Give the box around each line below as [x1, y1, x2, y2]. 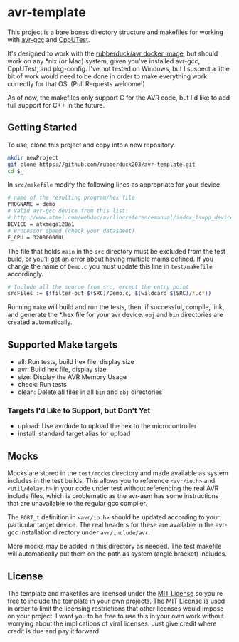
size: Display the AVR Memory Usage [17, 373, 127, 381]
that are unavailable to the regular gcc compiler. [7, 499, 148, 508]
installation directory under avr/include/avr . [20, 528, 151, 537]
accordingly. [7, 269, 44, 278]
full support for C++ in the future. [7, 100, 105, 109]
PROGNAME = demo [7, 201, 55, 208]
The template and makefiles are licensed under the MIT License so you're [7, 589, 223, 597]
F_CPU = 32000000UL [7, 234, 65, 241]
